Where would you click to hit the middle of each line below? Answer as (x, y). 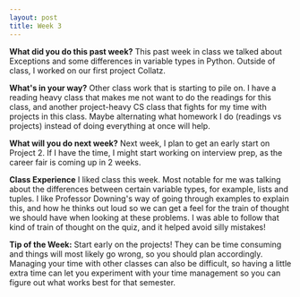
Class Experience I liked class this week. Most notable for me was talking (145, 179)
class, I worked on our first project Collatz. (87, 70)
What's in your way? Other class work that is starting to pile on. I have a (143, 88)
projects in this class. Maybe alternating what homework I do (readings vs (146, 116)
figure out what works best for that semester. (93, 282)
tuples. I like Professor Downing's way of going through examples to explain (149, 199)
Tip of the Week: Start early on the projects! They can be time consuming (146, 244)
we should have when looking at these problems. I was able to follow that (144, 217)
